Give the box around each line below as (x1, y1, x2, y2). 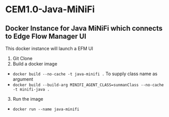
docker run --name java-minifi (12, 107, 80, 112)
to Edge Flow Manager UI (5, 32, 87, 40)
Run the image (12, 96, 43, 102)
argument (12, 76, 33, 82)
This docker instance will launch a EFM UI (5, 45, 93, 52)
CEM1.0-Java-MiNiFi (5, 4, 95, 15)
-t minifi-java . (12, 87, 50, 92)
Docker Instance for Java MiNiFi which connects (5, 24, 163, 33)
